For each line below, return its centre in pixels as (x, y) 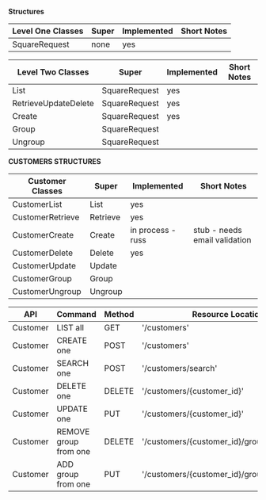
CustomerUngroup (47, 291)
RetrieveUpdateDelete (53, 103)
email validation (222, 240)
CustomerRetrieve (46, 217)
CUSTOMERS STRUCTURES (55, 161)
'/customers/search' (180, 368)
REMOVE (73, 431)
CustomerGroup (42, 279)
